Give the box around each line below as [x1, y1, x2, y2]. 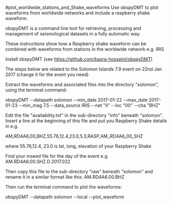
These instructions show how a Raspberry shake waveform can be [5, 41, 146, 47]
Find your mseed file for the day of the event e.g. [5, 153, 109, 159]
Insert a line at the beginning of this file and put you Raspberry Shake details [5, 118, 167, 124]
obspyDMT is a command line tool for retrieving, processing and [5, 25, 141, 31]
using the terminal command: [5, 87, 67, 93]
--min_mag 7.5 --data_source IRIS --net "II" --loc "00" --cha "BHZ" [18, 102, 161, 108]
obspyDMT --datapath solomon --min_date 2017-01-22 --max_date [5, 97, 148, 103]
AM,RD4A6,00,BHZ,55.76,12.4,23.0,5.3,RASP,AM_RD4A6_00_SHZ [5, 133, 143, 139]
